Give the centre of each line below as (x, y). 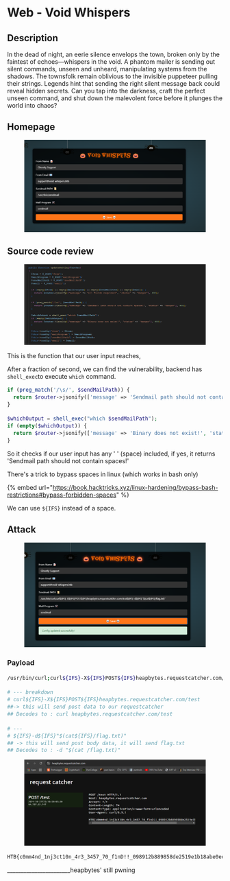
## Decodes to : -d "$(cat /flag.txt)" (64, 750)
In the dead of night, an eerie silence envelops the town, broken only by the (114, 54)
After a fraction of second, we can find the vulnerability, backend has (105, 369)
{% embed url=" (30, 487)
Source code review (51, 251)
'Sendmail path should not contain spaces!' (68, 460)
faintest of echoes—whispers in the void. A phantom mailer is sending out (111, 62)
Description (33, 38)
